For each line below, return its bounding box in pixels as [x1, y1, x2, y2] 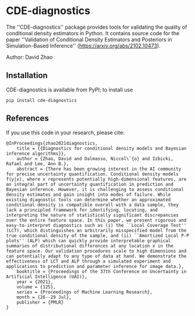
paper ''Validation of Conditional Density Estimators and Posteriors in [6, 36, 172, 43]
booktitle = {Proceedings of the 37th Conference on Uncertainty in [16, 269, 187, 274]
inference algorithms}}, [6, 151, 67, 157]
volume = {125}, [16, 284, 57, 290]
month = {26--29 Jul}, [16, 294, 72, 300]
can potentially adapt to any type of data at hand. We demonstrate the [6, 253, 187, 259]
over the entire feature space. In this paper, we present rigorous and [6, 217, 187, 223]
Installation [6, 70, 48, 80]
